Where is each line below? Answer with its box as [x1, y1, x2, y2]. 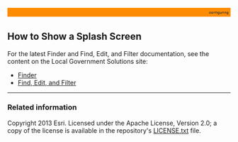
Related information [7, 102, 77, 112]
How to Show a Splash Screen [7, 31, 142, 43]
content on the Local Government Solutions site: [7, 57, 148, 65]
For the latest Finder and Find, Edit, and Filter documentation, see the [7, 49, 210, 58]
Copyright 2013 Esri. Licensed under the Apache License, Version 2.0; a [7, 119, 217, 127]
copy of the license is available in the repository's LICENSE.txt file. [7, 126, 202, 135]
